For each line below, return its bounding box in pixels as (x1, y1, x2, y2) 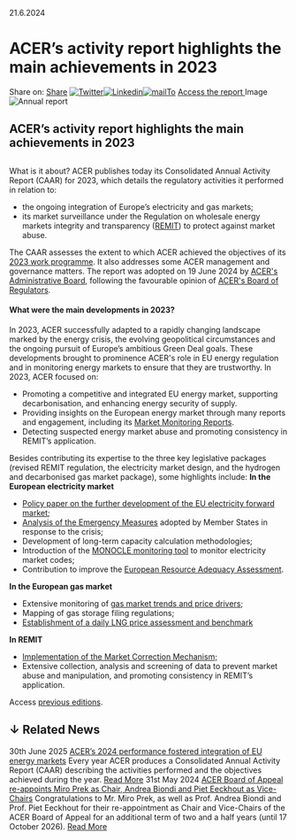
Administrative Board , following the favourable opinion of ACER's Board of (9, 274, 279, 286)
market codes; (21, 554, 75, 565)
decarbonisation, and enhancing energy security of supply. (21, 397, 238, 408)
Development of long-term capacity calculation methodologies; (21, 536, 254, 546)
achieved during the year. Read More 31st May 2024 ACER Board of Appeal (9, 774, 284, 784)
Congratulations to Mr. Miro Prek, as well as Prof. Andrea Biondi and (34, 792, 282, 804)
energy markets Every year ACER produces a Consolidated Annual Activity (9, 755, 281, 766)
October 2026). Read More (9, 821, 108, 831)
